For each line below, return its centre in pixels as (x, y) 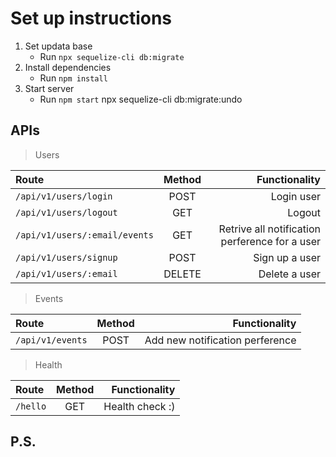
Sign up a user (287, 257)
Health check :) (139, 406)
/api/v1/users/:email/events (84, 235)
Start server (49, 88)
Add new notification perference (220, 340)
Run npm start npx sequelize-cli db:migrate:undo (141, 99)
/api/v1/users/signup (66, 257)
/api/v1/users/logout (66, 212)
